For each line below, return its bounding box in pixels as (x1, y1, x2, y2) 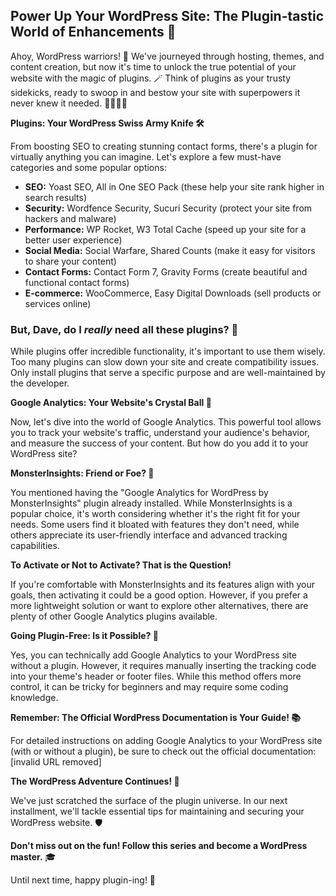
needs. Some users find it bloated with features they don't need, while (10, 519, 300, 531)
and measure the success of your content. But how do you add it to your (10, 437, 309, 449)
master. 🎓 (10, 851, 57, 863)
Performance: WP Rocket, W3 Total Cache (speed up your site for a (24, 223, 307, 235)
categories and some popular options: (10, 161, 167, 173)
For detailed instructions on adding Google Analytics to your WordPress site (10, 735, 323, 747)
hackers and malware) (24, 212, 117, 224)
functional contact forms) (24, 276, 130, 288)
